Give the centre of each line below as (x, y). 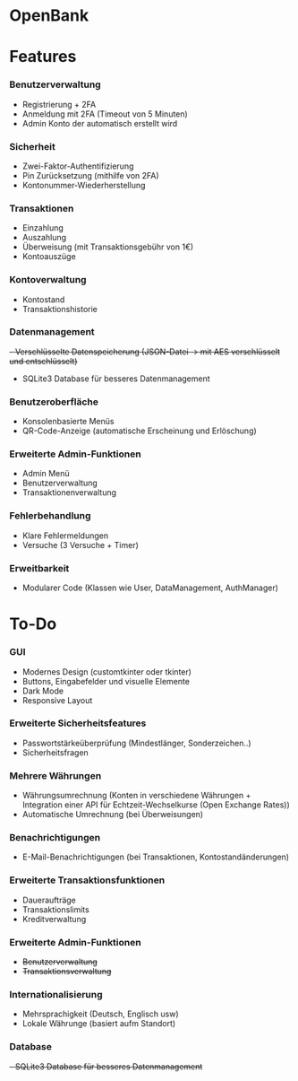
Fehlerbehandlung (50, 516)
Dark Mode (43, 691)
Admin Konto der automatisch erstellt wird (100, 123)
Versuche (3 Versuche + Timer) (80, 545)
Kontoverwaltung (48, 280)
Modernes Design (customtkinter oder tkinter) (107, 671)
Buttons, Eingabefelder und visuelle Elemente (106, 681)
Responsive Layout (57, 700)
